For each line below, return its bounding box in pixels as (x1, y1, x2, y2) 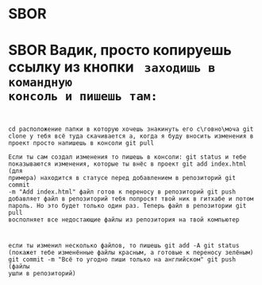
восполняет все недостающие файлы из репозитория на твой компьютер (8, 216, 240, 224)
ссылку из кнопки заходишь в (8, 58, 216, 76)
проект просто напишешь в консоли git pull (8, 139, 155, 147)
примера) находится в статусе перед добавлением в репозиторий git (8, 174, 237, 182)
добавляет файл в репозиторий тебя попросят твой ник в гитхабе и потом (8, 195, 254, 203)
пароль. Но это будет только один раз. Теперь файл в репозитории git (8, 202, 247, 210)
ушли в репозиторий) (8, 269, 77, 277)
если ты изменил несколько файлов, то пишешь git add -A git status (8, 241, 240, 249)
